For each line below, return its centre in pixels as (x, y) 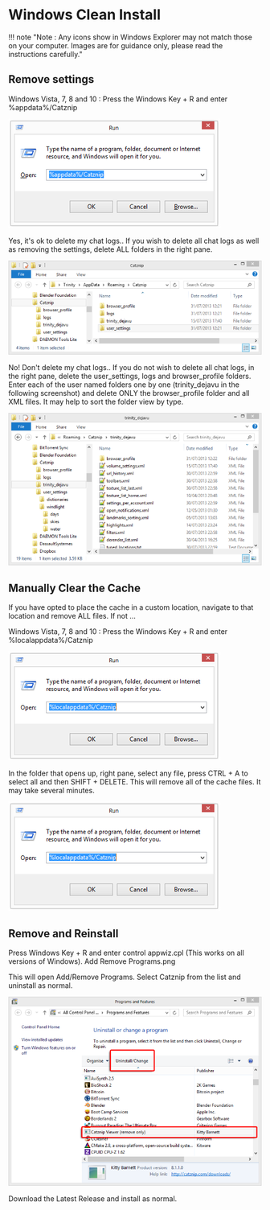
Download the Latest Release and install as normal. (93, 1199)
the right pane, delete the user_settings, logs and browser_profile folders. (130, 377)
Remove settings (51, 79)
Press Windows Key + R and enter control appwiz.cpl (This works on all (127, 953)
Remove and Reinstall (63, 934)
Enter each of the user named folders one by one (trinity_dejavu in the (124, 385)
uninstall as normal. (41, 986)
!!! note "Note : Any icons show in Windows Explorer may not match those (131, 37)
